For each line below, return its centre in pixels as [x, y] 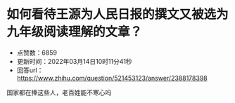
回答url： [30, 70]
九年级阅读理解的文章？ [75, 32]
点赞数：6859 [37, 53]
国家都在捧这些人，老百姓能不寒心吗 [59, 92]
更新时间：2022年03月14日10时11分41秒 [74, 61]
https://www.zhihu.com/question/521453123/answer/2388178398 [112, 78]
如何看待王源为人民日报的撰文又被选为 [118, 14]
